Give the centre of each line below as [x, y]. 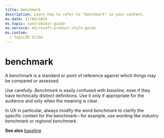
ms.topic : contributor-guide [35, 23]
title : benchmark [23, 10]
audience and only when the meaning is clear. [52, 101]
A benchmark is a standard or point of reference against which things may [81, 75]
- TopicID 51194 [26, 38]
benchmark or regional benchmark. [41, 121]
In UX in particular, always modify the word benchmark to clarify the [75, 110]
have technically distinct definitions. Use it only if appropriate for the [75, 95]
